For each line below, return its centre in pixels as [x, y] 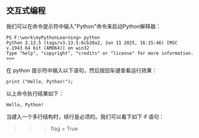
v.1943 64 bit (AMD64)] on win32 [48, 48]
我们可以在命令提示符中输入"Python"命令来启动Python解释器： [84, 26]
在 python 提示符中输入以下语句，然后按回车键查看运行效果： [82, 70]
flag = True [64, 128]
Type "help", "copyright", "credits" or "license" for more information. [100, 53]
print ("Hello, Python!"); [40, 82]
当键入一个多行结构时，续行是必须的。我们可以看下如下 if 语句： [85, 116]
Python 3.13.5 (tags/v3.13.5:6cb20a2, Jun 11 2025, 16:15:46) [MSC [92, 43]
